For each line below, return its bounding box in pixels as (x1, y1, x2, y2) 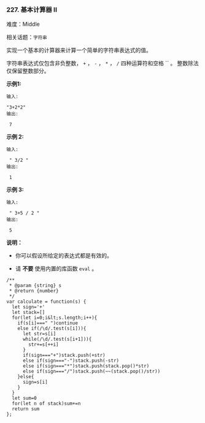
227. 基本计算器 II (6, 5, 57, 13)
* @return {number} (9, 288, 60, 294)
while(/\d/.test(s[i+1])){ (22, 336, 92, 343)
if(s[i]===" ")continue (17, 320, 79, 326)
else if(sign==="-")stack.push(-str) (22, 357, 120, 364)
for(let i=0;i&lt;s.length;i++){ (12, 314, 98, 321)
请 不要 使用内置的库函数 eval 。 (15, 265, 98, 272)
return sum (12, 406, 40, 412)
